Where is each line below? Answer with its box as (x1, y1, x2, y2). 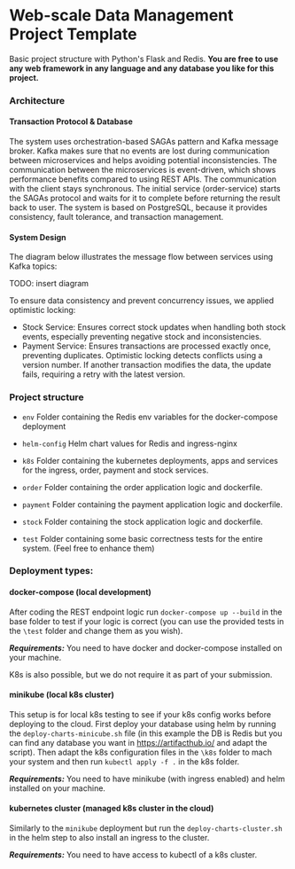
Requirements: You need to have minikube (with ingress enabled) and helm (9, 773, 285, 784)
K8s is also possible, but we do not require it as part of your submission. (9, 669, 273, 679)
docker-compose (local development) (9, 587, 152, 598)
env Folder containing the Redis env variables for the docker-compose (21, 411, 278, 422)
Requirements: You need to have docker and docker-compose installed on (9, 642, 283, 653)
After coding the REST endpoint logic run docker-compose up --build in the (9, 607, 283, 617)
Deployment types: (9, 565, 94, 577)
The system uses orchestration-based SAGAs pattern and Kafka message (9, 137, 279, 147)
